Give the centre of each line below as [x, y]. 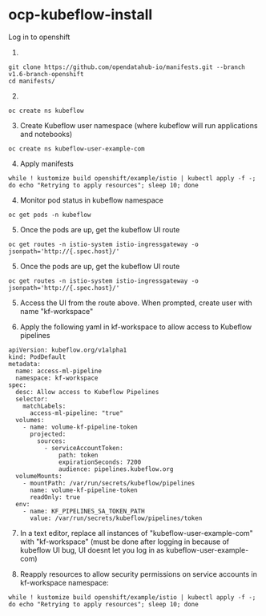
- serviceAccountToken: [84, 448]
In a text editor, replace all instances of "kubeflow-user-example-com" [137, 533]
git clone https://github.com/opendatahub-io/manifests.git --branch [127, 67]
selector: [32, 399]
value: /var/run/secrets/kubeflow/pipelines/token [116, 518]
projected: [48, 434]
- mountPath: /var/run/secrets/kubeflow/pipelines [109, 483]
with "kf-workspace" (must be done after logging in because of [125, 542]
